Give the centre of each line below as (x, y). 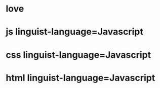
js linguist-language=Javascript (74, 32)
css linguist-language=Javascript (78, 55)
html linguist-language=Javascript (81, 78)
